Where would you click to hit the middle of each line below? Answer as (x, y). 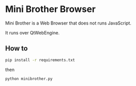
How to (17, 48)
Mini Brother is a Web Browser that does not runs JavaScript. (68, 23)
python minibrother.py (29, 78)
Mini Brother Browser (50, 9)
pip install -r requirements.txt (40, 60)
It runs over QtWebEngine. (32, 32)
